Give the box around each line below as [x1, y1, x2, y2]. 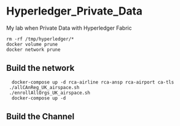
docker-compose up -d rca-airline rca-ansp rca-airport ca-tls [11, 79, 174, 85]
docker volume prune [6, 41, 59, 47]
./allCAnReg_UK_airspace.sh [8, 84, 80, 90]
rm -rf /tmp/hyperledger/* [6, 36, 74, 42]
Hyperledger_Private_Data [6, 4, 143, 18]
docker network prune [6, 47, 61, 53]
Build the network [6, 63, 75, 73]
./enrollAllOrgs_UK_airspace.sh [8, 90, 91, 96]
